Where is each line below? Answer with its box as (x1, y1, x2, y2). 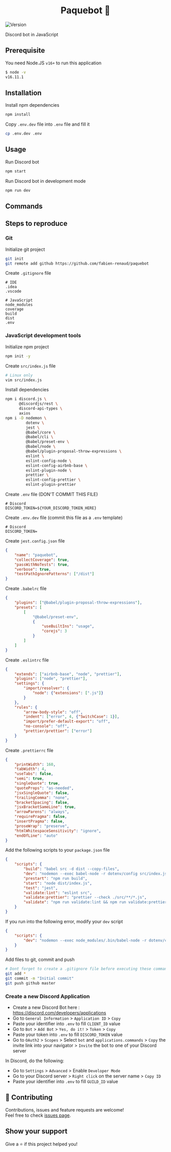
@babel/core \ (25, 430, 56, 435)
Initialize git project (5, 246, 45, 252)
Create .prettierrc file (5, 747, 53, 753)
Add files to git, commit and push (5, 956, 75, 962)
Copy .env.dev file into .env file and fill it (5, 121, 90, 127)
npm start (5, 169, 26, 174)
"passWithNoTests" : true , (14, 562, 70, 567)
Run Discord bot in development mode (5, 178, 86, 184)
